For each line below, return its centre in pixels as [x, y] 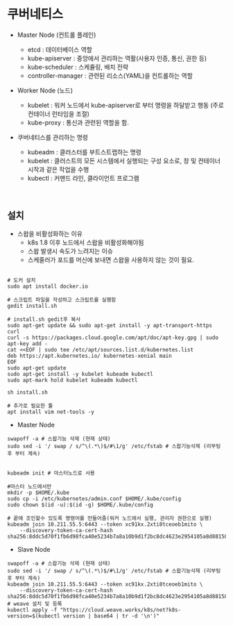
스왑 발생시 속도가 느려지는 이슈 [70, 251]
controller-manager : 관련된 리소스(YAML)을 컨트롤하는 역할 [110, 75]
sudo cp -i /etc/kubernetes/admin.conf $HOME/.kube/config [94, 499]
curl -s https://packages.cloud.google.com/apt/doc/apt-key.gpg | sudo [113, 338]
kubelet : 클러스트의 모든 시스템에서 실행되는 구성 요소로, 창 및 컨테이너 [124, 160]
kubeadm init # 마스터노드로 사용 [51, 473]
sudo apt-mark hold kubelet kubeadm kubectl [72, 380]
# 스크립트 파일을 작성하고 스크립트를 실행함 [62, 299]
